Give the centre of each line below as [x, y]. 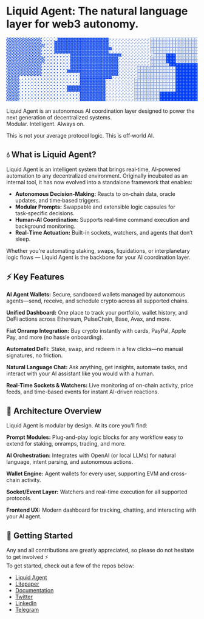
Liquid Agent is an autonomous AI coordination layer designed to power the [100, 111]
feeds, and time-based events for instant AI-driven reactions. [83, 392]
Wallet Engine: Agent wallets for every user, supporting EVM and [88, 473]
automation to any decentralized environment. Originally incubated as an [97, 176]
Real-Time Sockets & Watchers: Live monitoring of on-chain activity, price [100, 386]
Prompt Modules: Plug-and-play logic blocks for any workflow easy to [95, 437]
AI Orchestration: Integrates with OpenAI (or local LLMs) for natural [91, 455]
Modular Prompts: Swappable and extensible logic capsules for [95, 207]
